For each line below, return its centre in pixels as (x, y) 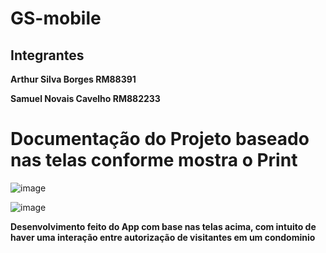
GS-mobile (56, 18)
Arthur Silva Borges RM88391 (73, 79)
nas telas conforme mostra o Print (154, 160)
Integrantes (47, 55)
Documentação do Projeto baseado (160, 139)
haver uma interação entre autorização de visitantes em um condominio (163, 237)
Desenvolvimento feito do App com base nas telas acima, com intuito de (163, 226)
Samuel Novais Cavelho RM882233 (85, 98)
